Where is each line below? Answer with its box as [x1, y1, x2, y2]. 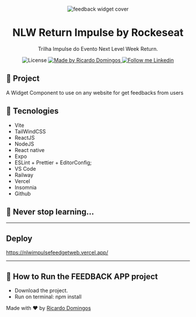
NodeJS [14, 140, 34, 147]
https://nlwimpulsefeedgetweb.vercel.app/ [6, 249, 108, 256]
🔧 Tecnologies [6, 106, 59, 116]
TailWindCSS [14, 128, 46, 135]
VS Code [14, 165, 36, 172]
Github [14, 190, 31, 197]
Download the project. [14, 287, 68, 294]
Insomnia [14, 184, 37, 191]
